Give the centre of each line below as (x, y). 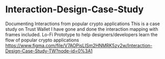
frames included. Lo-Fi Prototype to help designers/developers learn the (81, 34)
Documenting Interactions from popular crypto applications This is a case (82, 24)
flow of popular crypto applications (42, 40)
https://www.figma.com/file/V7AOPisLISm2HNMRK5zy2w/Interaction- (79, 45)
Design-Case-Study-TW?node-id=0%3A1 (49, 51)
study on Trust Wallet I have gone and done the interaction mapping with (82, 29)
